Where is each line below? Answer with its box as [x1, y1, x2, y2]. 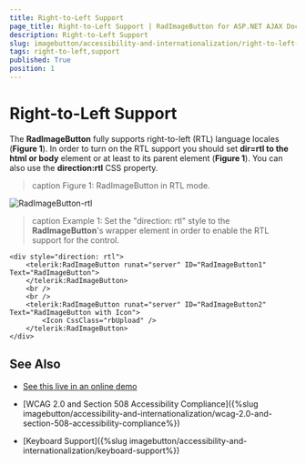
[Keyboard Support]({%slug [22, 435, 127, 446]
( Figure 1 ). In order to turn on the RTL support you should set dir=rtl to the [9, 143, 289, 154]
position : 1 [9, 65, 55, 74]
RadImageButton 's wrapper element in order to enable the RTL [31, 225, 270, 236]
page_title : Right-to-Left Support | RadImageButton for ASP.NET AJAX [9, 22, 283, 31]
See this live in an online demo [22, 380, 138, 391]
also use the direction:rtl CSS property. [9, 162, 158, 173]
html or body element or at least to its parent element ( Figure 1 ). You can [9, 152, 283, 164]
